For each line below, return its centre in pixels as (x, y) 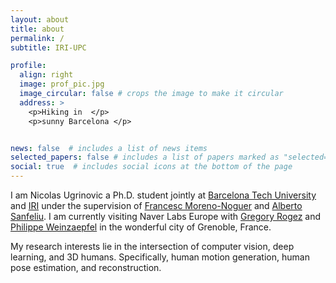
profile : (28, 66)
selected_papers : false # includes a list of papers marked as (145, 157)
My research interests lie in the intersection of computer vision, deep (152, 246)
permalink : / (37, 38)
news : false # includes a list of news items (109, 148)
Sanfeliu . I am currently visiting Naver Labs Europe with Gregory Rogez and (166, 216)
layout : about (40, 19)
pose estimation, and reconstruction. (86, 267)
